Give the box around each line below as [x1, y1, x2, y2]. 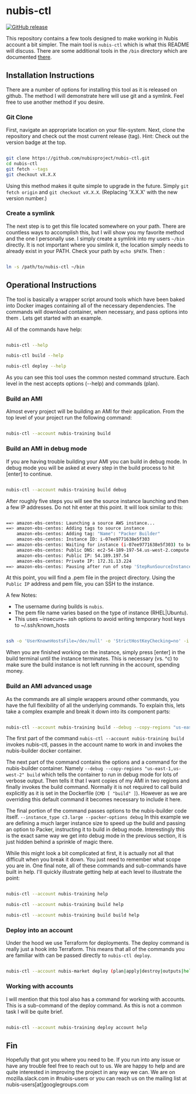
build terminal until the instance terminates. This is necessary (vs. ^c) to [6, 655, 178, 662]
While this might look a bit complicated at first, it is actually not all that [6, 850, 174, 857]
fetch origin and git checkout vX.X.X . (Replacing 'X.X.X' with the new [6, 189, 178, 196]
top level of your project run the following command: [6, 414, 132, 421]
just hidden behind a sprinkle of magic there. [6, 839, 114, 846]
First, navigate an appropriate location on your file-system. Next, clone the [6, 127, 185, 134]
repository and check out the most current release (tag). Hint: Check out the [6, 133, 189, 140]
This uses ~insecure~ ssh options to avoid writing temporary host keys [14, 616, 185, 623]
